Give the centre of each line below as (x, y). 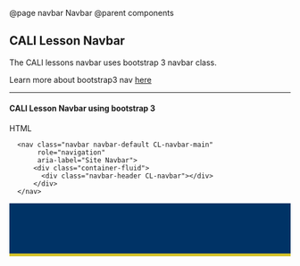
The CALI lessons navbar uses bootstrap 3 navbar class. (113, 62)
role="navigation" (71, 153)
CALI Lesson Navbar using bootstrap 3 (83, 108)
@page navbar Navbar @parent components (92, 13)
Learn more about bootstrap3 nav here (80, 79)
